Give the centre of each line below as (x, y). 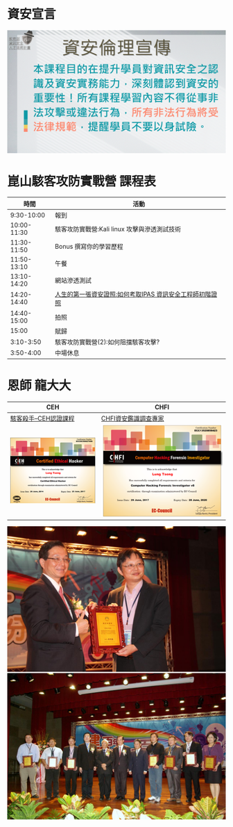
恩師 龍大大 (39, 386)
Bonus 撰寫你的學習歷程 (89, 246)
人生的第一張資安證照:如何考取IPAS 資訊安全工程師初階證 (136, 294)
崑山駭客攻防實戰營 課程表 (81, 181)
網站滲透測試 (74, 280)
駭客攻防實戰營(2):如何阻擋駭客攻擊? (107, 342)
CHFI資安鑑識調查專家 (132, 418)
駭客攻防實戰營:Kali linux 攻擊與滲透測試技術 (118, 229)
